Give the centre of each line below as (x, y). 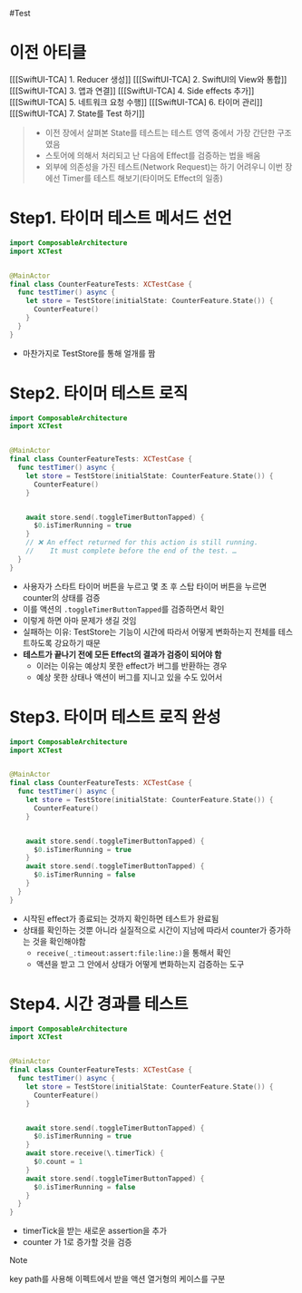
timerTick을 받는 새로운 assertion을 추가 (95, 1231)
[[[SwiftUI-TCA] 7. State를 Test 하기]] (77, 113)
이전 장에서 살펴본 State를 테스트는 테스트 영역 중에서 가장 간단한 (160, 132)
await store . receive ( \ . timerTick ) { (95, 1153)
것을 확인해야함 (59, 941)
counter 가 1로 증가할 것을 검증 (77, 1242)
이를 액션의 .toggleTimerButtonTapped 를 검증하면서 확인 (123, 609)
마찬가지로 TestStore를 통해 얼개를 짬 (89, 353)
